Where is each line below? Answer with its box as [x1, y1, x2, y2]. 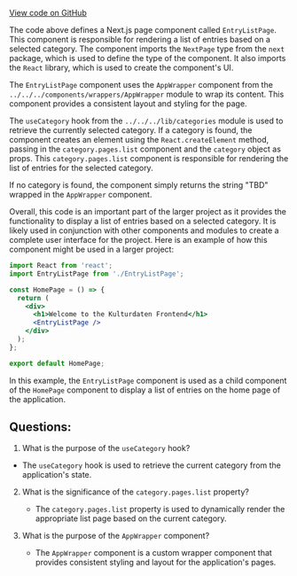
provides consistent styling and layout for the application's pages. [35, 557, 277, 568]
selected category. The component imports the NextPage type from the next [9, 43, 285, 54]
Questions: [9, 420, 72, 435]
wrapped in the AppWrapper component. [9, 190, 152, 199]
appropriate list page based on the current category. [35, 513, 228, 524]
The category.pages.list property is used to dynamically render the [35, 504, 285, 515]
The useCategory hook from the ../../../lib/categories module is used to [9, 115, 284, 126]
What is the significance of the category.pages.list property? [21, 486, 250, 497]
